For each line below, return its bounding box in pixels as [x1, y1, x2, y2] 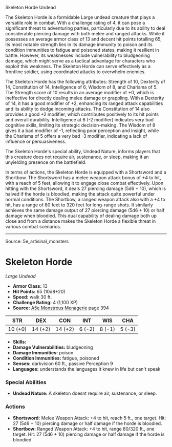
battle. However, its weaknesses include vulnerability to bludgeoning [5, 52, 150, 58]
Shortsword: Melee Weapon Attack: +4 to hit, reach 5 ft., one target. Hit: [12, 415, 166, 421]
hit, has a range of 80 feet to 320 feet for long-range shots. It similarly [5, 202, 153, 208]
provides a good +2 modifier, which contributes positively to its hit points [5, 111, 159, 117]
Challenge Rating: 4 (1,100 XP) [12, 299, 78, 305]
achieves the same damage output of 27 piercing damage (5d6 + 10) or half [5, 207, 165, 213]
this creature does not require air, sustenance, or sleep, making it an [5, 154, 149, 160]
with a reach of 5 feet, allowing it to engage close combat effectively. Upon [5, 180, 164, 186]
